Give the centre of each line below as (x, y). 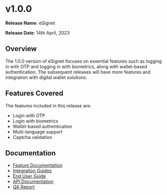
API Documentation (33, 182)
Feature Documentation (38, 165)
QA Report (23, 187)
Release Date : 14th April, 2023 (38, 33)
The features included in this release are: (48, 105)
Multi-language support (38, 132)
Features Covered (34, 93)
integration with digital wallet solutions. (46, 77)
